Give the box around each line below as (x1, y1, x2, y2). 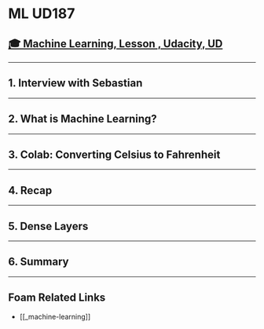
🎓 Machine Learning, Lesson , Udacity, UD (8, 37, 223, 50)
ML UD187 (8, 5, 75, 23)
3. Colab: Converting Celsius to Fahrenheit (8, 148, 221, 162)
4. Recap (8, 184, 53, 197)
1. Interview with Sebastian (8, 76, 143, 90)
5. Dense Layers (8, 219, 89, 232)
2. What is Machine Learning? (8, 112, 157, 126)
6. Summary (8, 255, 69, 269)
